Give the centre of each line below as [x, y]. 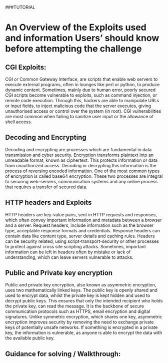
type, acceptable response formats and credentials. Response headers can [83, 230]
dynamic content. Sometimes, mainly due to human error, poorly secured [80, 90]
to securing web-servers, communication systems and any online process [81, 181]
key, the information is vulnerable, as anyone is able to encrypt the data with [84, 333]
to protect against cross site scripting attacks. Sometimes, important [75, 246]
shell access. [19, 122]
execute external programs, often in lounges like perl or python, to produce [82, 84]
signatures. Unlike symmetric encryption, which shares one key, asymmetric [84, 317]
